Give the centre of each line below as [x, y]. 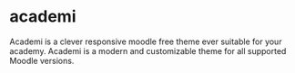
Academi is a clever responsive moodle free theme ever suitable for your [146, 41]
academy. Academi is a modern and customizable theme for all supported [148, 50]
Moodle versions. [42, 60]
